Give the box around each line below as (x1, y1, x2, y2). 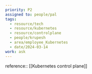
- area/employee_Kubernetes (9, 40, 68, 45)
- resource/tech (9, 21, 43, 26)
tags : (5, 16, 16, 21)
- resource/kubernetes (9, 26, 57, 31)
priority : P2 (5, 7, 32, 12)
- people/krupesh (9, 35, 46, 40)
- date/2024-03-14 (9, 44, 48, 49)
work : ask (5, 49, 26, 54)
